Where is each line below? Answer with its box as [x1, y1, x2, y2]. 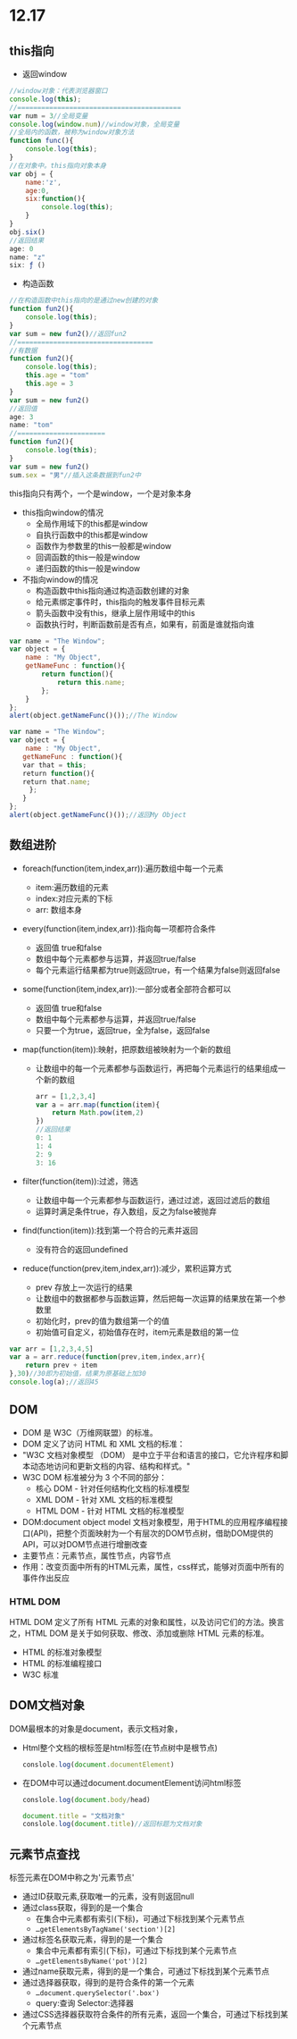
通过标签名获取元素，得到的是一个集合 [21, 1934, 163, 1945]
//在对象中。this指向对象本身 [9, 161, 107, 170]
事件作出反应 [21, 1572, 70, 1583]
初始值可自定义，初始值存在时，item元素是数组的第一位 [35, 1327, 239, 1337]
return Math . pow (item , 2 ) [52, 1108, 144, 1117]
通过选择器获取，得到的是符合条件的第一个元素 [21, 1977, 194, 1988]
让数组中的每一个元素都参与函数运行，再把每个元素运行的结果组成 [35, 1063, 278, 1074]
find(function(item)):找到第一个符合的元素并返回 [21, 1225, 199, 1235]
